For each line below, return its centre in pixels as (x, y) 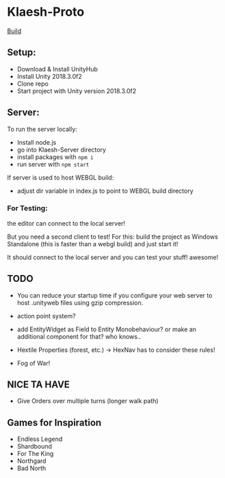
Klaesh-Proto (46, 12)
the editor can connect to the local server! (66, 223)
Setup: (22, 52)
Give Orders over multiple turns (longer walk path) (88, 401)
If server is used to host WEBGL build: (61, 177)
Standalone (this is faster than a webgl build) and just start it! (93, 243)
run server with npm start (53, 164)
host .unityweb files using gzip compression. (80, 302)
